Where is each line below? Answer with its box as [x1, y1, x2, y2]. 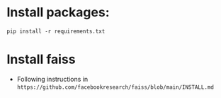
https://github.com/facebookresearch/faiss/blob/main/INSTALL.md [16, 83, 214, 91]
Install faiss [6, 51, 76, 67]
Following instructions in [16, 75, 89, 83]
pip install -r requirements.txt [6, 28, 106, 35]
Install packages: [6, 4, 110, 21]
